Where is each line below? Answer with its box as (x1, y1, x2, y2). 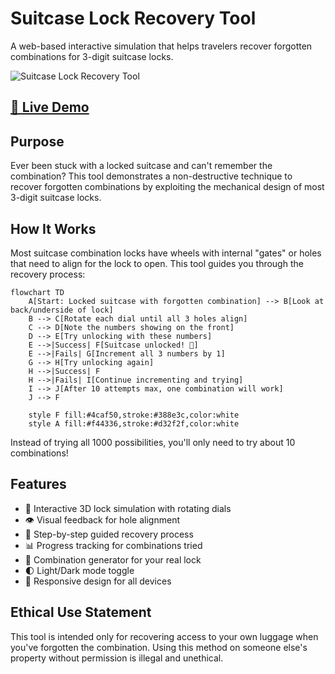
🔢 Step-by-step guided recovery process (24, 528, 194, 540)
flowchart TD (10, 287, 65, 297)
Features (10, 476, 67, 493)
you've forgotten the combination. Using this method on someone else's (10, 641, 308, 653)
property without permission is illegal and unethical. (10, 652, 224, 664)
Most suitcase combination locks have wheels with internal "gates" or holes (10, 247, 322, 259)
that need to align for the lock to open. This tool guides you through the (10, 257, 304, 269)
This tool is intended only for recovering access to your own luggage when (10, 630, 319, 642)
